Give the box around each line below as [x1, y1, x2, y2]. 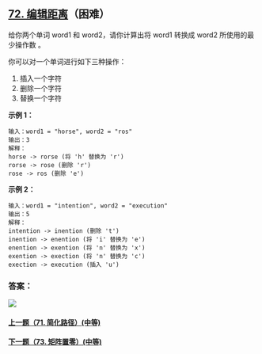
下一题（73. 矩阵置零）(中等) [8, 337, 102, 347]
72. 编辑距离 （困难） [8, 7, 110, 21]
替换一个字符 [19, 93, 62, 103]
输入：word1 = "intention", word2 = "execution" [8, 201, 169, 210]
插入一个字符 [19, 74, 62, 83]
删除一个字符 [19, 83, 62, 93]
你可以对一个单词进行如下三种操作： [8, 56, 127, 66]
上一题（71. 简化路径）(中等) [8, 318, 101, 327]
